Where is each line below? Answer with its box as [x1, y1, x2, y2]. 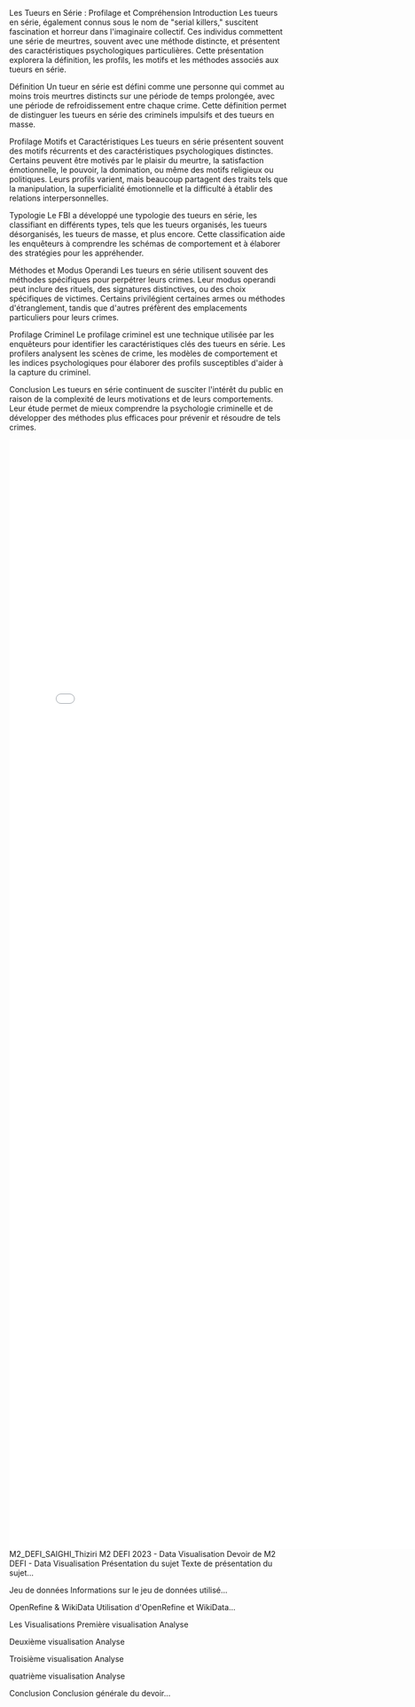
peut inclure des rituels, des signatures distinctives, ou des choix [9, 284, 247, 294]
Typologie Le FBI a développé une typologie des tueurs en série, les [9, 210, 257, 220]
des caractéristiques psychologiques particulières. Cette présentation [9, 45, 264, 56]
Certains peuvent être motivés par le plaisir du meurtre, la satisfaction [9, 155, 264, 165]
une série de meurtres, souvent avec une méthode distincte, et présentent [9, 36, 280, 46]
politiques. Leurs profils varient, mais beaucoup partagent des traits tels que [9, 174, 288, 185]
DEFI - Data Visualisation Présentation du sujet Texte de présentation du [9, 1558, 273, 1569]
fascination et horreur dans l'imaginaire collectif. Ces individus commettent [9, 27, 284, 36]
